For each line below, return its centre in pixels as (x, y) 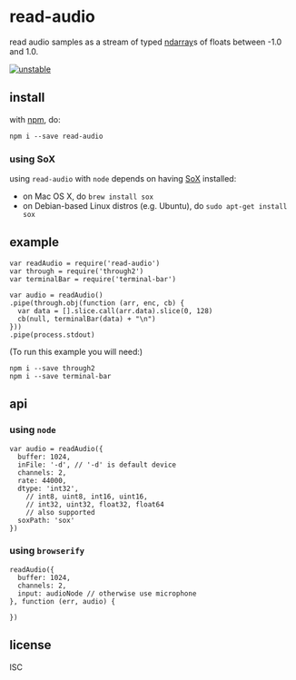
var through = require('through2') (77, 271)
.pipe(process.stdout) (52, 335)
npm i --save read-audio (56, 136)
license (30, 645)
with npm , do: (35, 119)
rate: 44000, (42, 480)
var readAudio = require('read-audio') (85, 263)
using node (33, 430)
